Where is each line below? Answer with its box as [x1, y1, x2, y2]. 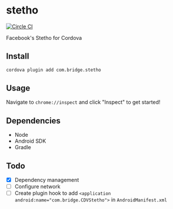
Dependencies [6, 116, 61, 126]
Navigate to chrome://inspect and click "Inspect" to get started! [6, 99, 161, 106]
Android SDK [14, 137, 46, 144]
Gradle [14, 144, 31, 151]
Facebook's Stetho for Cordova [6, 34, 82, 41]
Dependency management [14, 177, 79, 184]
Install [6, 51, 29, 62]
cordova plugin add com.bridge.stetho [6, 67, 101, 73]
